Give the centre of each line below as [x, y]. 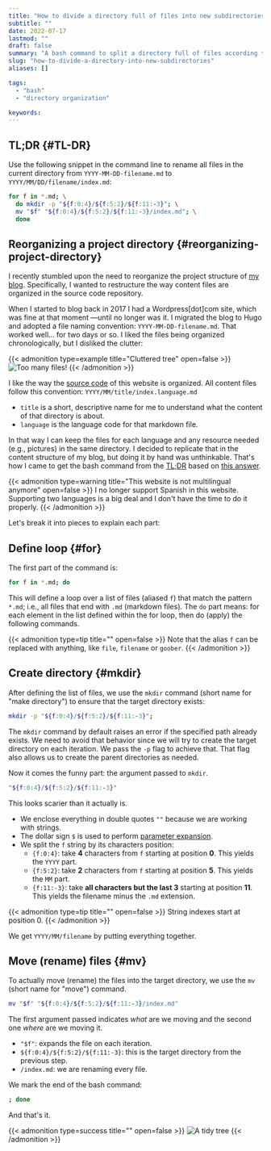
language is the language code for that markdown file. [109, 425]
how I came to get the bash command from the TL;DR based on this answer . [135, 466]
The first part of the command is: [63, 568]
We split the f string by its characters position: [97, 844]
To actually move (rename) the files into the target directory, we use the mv [132, 981]
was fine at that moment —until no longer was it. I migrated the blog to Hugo [135, 318]
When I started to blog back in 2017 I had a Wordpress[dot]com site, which [132, 309]
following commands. [44, 624]
